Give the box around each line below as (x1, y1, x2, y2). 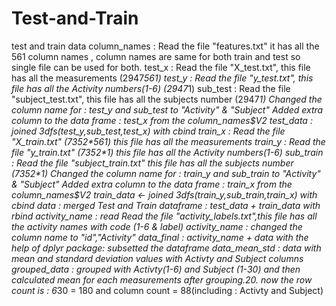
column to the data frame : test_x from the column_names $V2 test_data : (11, 114, 313, 126)
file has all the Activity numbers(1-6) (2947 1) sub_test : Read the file (11, 82, 291, 94)
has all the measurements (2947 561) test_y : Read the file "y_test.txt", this (11, 72, 314, 84)
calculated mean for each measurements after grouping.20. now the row (11, 273, 313, 286)
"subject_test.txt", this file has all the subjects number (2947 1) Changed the (11, 93, 323, 105)
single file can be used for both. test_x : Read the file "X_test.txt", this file (11, 61, 311, 73)
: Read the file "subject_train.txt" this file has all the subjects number (11, 157, 294, 169)
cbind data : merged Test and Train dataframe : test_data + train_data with (11, 199, 321, 211)
